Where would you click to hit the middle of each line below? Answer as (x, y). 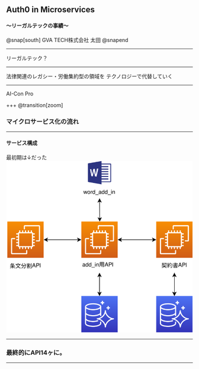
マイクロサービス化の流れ (42, 121)
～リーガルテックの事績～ (37, 25)
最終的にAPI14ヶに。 (36, 352)
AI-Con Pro (20, 94)
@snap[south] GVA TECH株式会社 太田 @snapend (67, 40)
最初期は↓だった (27, 158)
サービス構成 (22, 143)
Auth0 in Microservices (51, 10)
